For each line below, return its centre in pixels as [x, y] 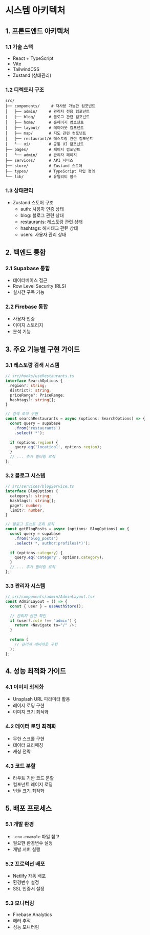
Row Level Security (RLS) [39, 286]
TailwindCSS [26, 69]
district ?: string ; [31, 390]
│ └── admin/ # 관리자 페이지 [41, 155]
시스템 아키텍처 [35, 10]
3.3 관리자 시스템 [25, 585]
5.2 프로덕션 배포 [25, 864]
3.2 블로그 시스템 [25, 475]
